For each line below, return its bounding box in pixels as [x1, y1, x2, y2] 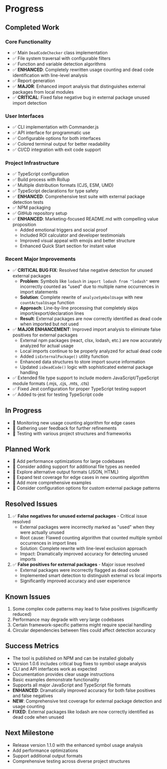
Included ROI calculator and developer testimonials [20, 232, 125, 238]
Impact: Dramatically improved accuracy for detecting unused [20, 551, 148, 557]
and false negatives [12, 692, 54, 698]
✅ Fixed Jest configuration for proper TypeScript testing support [12, 386, 146, 392]
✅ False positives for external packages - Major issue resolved [12, 562, 145, 568]
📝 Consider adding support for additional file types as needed [12, 464, 140, 470]
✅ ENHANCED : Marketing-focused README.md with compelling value [12, 216, 159, 222]
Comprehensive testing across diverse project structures [12, 758, 130, 764]
